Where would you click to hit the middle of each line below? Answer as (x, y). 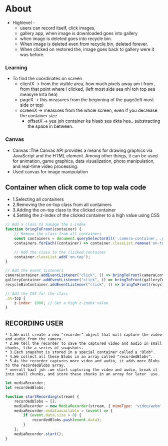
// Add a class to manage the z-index (45, 225)
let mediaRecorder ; (25, 383)
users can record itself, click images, (58, 28)
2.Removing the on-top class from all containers (62, 205)
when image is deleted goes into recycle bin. (66, 39)
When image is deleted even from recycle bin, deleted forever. (84, 44)
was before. (32, 54)
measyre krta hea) (39, 94)
